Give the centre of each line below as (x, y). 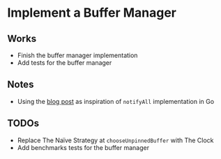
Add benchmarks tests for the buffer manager (83, 147)
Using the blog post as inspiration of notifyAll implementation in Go (116, 101)
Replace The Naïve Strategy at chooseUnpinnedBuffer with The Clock (115, 140)
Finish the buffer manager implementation (77, 55)
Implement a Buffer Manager (92, 13)
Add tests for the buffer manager (64, 63)
